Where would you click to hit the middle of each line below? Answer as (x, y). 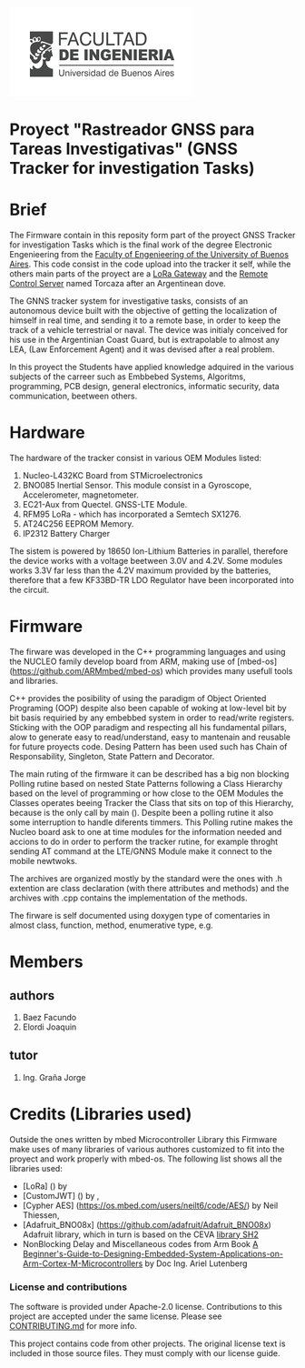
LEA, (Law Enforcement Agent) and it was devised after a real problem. (142, 349)
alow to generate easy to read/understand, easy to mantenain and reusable (150, 737)
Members (46, 962)
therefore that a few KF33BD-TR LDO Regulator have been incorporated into (152, 580)
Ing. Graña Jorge (54, 1077)
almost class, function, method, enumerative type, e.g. (111, 925)
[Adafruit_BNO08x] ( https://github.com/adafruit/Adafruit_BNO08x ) (147, 1224)
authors (32, 996)
